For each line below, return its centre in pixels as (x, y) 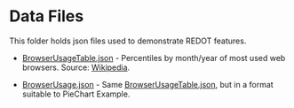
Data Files (47, 16)
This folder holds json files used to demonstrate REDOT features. (128, 41)
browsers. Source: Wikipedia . (76, 67)
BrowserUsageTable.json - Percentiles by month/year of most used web (154, 58)
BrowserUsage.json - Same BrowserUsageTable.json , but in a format (147, 84)
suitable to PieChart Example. (76, 94)
